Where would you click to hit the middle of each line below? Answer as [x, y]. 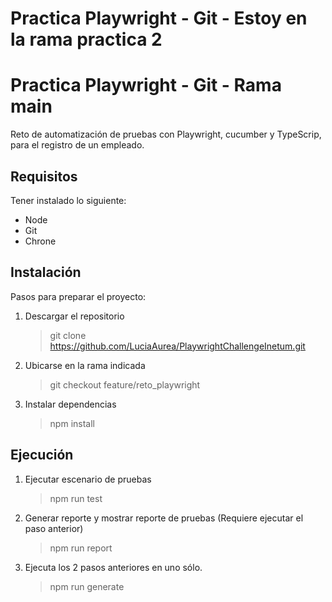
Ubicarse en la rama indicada [85, 365]
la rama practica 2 [86, 39]
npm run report [81, 548]
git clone [68, 335]
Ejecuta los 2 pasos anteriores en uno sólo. [113, 567]
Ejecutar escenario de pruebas [88, 479]
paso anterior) [54, 528]
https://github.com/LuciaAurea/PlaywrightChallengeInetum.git [177, 346]
